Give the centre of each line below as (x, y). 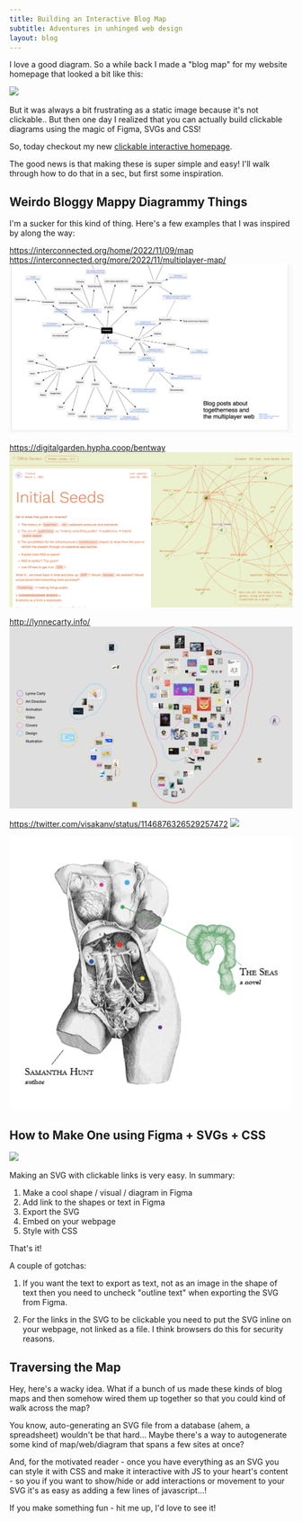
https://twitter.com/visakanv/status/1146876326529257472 (119, 823)
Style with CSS (50, 1231)
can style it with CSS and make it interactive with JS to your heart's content (149, 1472)
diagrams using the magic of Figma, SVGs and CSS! (105, 129)
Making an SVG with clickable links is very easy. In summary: (122, 1175)
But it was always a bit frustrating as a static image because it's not (134, 110)
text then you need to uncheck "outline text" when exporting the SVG (150, 1293)
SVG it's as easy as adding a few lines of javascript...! (108, 1491)
